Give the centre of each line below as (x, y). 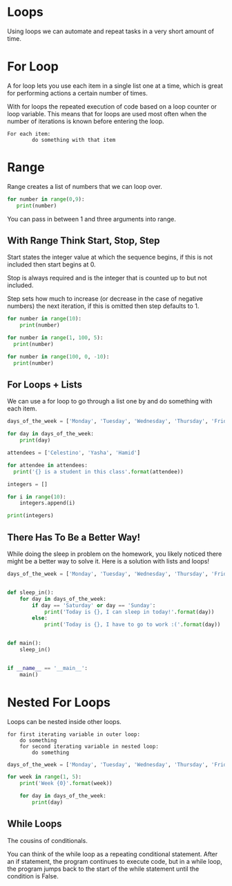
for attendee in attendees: (48, 465)
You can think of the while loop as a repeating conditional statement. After (113, 854)
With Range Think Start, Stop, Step (84, 241)
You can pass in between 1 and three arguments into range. (91, 219)
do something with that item (74, 140)
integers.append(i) (48, 503)
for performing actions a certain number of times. (78, 93)
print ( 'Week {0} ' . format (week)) (66, 784)
